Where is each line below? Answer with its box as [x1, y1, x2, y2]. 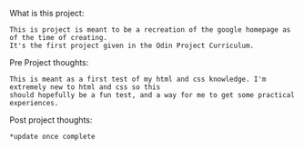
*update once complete [9, 132, 96, 141]
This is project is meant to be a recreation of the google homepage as [9, 25, 291, 35]
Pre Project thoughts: [9, 57, 89, 67]
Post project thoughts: [9, 115, 93, 125]
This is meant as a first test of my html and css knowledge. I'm [9, 75, 267, 84]
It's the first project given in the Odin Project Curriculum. [9, 41, 255, 50]
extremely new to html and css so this [9, 83, 161, 92]
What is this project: [9, 8, 85, 18]
